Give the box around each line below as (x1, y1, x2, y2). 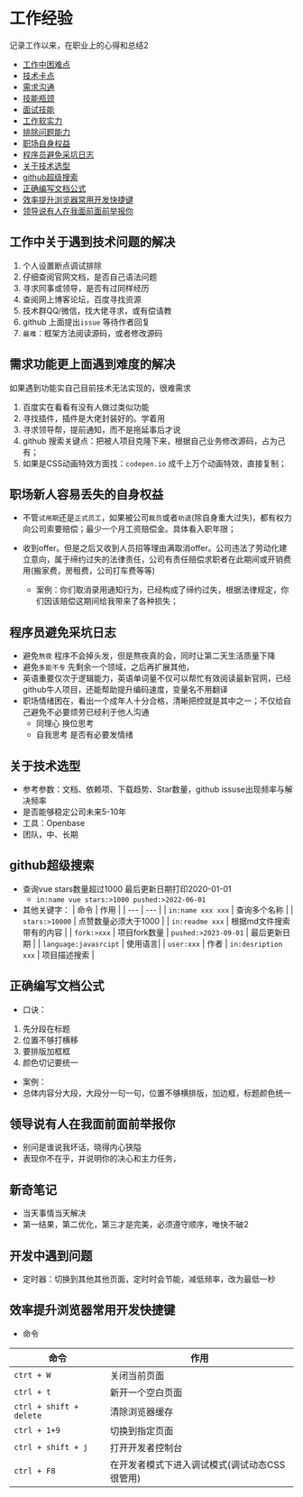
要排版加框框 (22, 1045, 70, 1056)
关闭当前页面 (109, 1369, 165, 1382)
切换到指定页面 (109, 1424, 174, 1437)
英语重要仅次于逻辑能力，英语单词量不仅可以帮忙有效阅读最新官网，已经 (22, 673, 291, 684)
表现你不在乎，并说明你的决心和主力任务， (22, 1153, 181, 1164)
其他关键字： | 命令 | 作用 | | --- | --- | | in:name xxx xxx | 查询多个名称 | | (22, 904, 294, 915)
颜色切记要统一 (22, 1057, 78, 1068)
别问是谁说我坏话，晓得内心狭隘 (22, 1142, 142, 1153)
